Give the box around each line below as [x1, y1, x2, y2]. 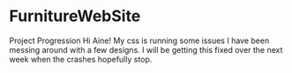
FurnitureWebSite [9, 6, 141, 26]
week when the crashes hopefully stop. [9, 54, 153, 64]
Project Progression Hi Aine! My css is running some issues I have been [9, 35, 270, 46]
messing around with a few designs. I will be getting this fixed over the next [9, 44, 283, 55]
